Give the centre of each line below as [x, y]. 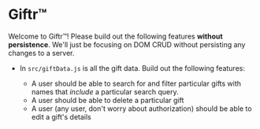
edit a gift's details [61, 116]
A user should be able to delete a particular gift [108, 100]
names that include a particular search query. [105, 91]
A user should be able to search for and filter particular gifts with [136, 83]
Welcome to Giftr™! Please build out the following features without [115, 36]
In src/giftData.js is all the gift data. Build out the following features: [132, 68]
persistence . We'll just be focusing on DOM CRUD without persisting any [127, 44]
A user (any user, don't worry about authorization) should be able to [141, 109]
